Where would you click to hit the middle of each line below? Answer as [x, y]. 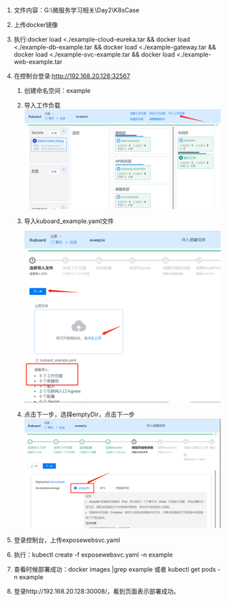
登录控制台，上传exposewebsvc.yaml [67, 540]
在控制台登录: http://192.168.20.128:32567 [72, 76]
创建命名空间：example [57, 91]
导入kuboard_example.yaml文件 [69, 221]
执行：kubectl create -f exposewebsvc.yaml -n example [93, 555]
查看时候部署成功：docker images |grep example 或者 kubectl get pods [115, 570]
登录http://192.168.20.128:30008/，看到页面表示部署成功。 [97, 592]
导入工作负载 [42, 105]
